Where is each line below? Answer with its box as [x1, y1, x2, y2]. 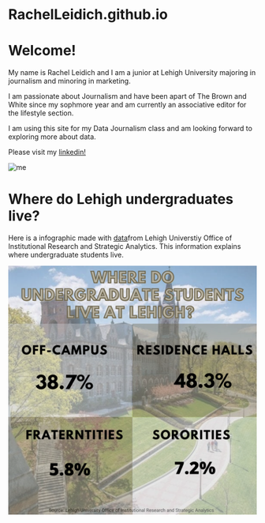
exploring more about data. [8, 132, 96, 141]
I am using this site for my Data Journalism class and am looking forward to [8, 124, 252, 134]
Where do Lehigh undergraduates [8, 190, 234, 209]
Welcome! [8, 42, 77, 60]
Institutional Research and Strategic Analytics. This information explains [8, 242, 241, 251]
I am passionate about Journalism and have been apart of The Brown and [8, 92, 247, 101]
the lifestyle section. [8, 108, 74, 118]
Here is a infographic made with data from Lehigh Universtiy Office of [8, 233, 233, 243]
